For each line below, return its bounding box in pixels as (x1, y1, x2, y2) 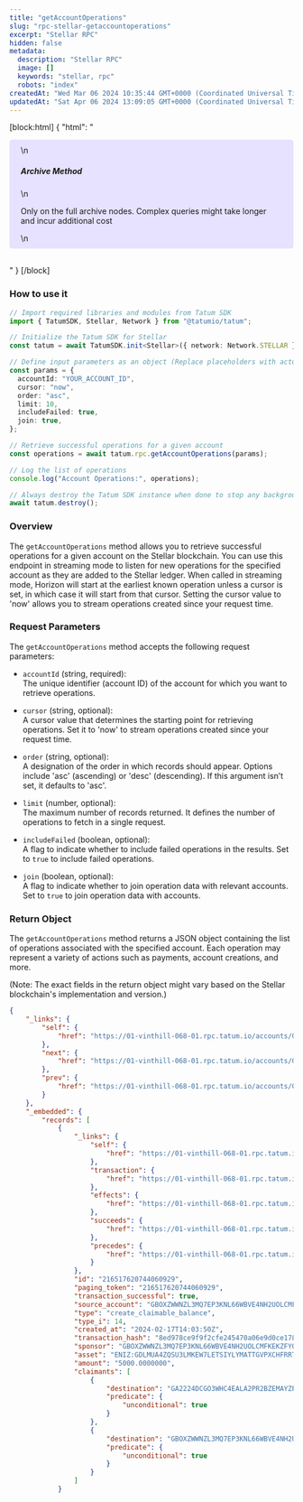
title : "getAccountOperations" (9, 13, 127, 23)
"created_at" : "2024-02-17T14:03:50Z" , (73, 1325, 224, 1334)
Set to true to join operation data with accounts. (22, 890, 201, 901)
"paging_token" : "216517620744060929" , (73, 1284, 224, 1293)
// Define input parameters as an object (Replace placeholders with (9, 357, 277, 366)
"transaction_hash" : (73, 1333, 151, 1343)
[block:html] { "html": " (9, 122, 94, 133)
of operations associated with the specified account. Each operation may (9, 942, 281, 953)
